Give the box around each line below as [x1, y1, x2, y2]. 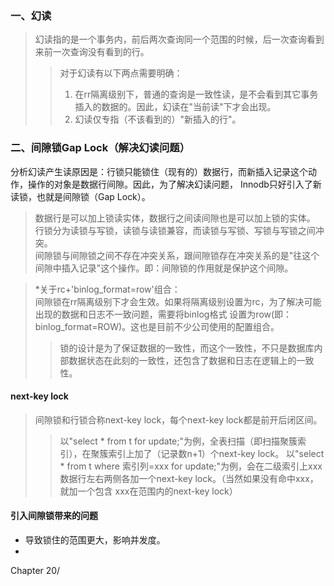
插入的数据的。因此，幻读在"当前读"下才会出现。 [74, 101, 277, 113]
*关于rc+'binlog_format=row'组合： [34, 283, 181, 295]
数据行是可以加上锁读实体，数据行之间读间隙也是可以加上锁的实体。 [34, 212, 316, 224]
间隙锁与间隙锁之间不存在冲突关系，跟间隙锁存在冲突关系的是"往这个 [34, 249, 320, 261]
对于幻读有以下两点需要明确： [59, 67, 183, 79]
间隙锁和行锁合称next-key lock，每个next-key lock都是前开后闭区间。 [34, 413, 323, 426]
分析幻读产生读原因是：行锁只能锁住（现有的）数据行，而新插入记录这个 [10, 165, 308, 177]
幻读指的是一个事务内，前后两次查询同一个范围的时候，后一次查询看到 [34, 33, 325, 46]
